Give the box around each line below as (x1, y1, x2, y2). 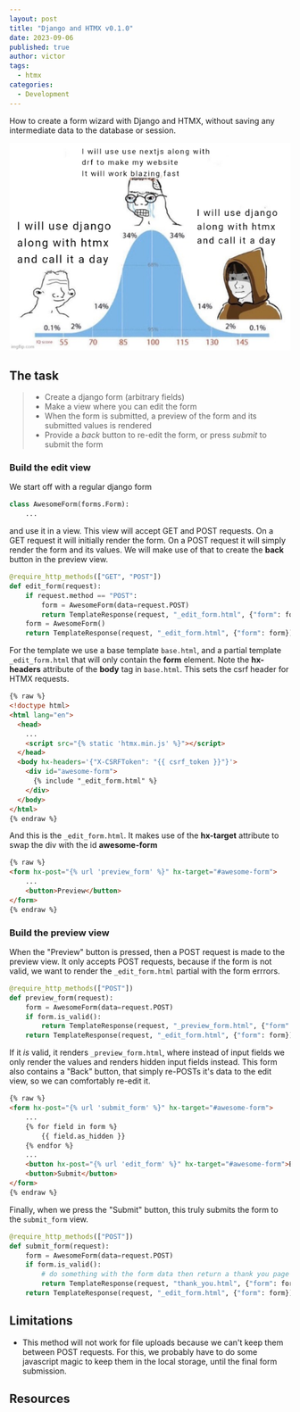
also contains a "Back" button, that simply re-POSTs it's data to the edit (9, 1067, 272, 1077)
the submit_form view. (9, 1214, 89, 1225)
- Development (17, 89, 70, 98)
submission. (21, 1366, 67, 1376)
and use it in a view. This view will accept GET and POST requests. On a (9, 526, 274, 536)
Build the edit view (9, 461, 91, 473)
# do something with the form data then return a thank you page (41, 1270, 290, 1279)
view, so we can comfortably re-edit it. (9, 1076, 151, 1086)
